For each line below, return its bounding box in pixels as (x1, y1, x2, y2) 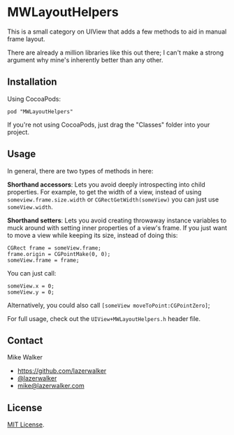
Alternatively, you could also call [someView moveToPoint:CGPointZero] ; (7, 301, 210, 309)
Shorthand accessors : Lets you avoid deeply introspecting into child (7, 180, 205, 189)
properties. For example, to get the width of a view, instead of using (7, 187, 202, 196)
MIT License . (7, 420, 45, 429)
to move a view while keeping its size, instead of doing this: (7, 231, 178, 239)
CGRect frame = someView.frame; (7, 244, 101, 252)
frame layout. (7, 34, 45, 43)
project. (7, 127, 30, 136)
